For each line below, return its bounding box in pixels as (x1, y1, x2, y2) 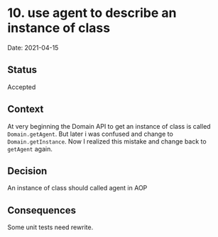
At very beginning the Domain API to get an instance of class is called (7, 122, 211, 130)
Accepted (7, 83, 36, 91)
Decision (7, 165, 48, 177)
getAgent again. (7, 144, 53, 153)
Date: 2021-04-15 (7, 43, 59, 52)
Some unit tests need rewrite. (7, 223, 94, 231)
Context (7, 103, 44, 115)
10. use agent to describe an (7, 5, 177, 21)
